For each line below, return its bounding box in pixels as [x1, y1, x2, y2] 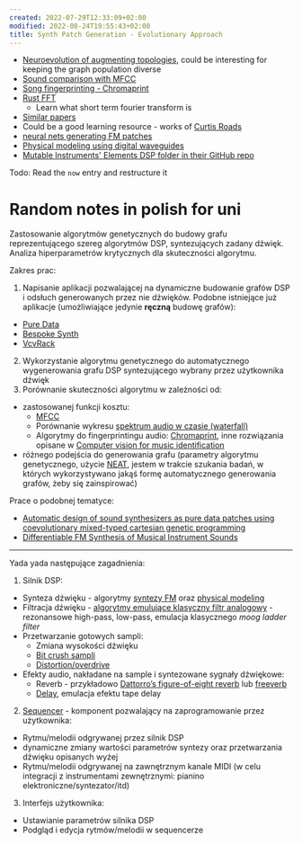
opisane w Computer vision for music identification [35, 440, 225, 450]
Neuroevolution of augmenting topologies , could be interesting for [22, 55, 268, 66]
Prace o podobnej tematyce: [9, 495, 115, 506]
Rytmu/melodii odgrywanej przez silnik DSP [22, 733, 184, 743]
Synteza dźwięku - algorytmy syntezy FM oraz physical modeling [22, 592, 265, 603]
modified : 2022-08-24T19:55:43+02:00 [9, 22, 151, 31]
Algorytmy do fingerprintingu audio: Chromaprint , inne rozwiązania [35, 431, 284, 441]
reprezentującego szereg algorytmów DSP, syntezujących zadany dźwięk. [9, 238, 284, 249]
